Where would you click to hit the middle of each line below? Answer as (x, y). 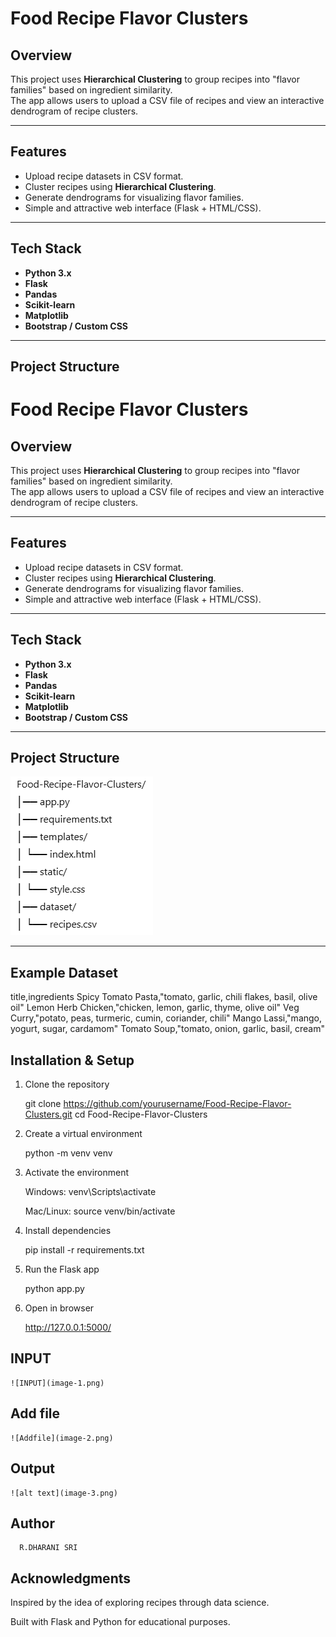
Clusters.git (48, 1114)
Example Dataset (64, 972)
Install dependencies (68, 1231)
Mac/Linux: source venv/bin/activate (100, 1211)
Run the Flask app (62, 1269)
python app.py (54, 1289)
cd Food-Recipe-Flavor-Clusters (141, 1114)
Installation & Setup (72, 1060)
